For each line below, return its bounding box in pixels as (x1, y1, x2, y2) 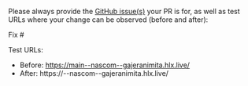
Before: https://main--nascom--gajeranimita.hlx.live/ (19, 60, 191, 70)
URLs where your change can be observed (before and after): (8, 15, 209, 24)
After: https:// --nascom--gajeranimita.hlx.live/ (19, 69, 169, 77)
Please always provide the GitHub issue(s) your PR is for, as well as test (8, 7, 240, 16)
